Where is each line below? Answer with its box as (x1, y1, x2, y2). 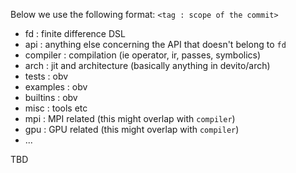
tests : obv (24, 70, 69, 82)
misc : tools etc (24, 102, 88, 114)
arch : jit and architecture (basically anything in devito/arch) (24, 60, 271, 71)
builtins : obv (24, 92, 78, 103)
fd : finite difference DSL (24, 28, 126, 39)
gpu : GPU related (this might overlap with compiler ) (24, 124, 240, 135)
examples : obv (24, 81, 88, 93)
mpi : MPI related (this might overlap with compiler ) (24, 113, 236, 124)
